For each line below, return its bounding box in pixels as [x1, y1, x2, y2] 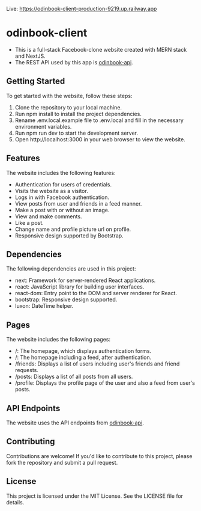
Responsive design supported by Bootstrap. [14, 231, 124, 239]
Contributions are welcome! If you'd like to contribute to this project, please [6, 452, 193, 459]
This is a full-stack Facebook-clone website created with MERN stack [14, 46, 187, 53]
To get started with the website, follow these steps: [6, 92, 133, 99]
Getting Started [6, 76, 65, 87]
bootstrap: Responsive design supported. [14, 296, 118, 303]
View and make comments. [14, 213, 82, 220]
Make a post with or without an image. [14, 206, 110, 213]
